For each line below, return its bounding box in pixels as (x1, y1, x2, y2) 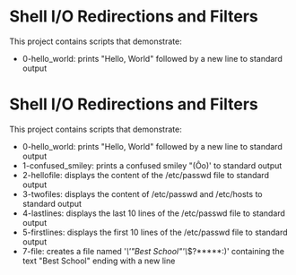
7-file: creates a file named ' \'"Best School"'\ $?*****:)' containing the (22, 245, 285, 256)
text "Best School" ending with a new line (22, 255, 176, 266)
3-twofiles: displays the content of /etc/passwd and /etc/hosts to (22, 188, 263, 199)
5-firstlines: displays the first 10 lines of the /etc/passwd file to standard (22, 227, 289, 237)
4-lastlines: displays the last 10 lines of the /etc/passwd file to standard (22, 208, 285, 219)
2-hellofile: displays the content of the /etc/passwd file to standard (22, 169, 269, 180)
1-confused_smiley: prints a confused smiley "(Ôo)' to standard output (22, 159, 283, 171)
